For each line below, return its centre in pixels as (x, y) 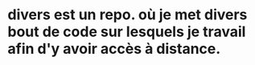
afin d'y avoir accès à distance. (114, 49)
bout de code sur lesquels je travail (127, 32)
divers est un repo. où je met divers (127, 15)
